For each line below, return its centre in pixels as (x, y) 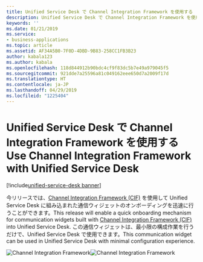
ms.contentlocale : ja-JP (37, 85)
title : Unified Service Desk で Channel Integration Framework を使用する (100, 12)
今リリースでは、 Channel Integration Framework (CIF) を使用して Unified (97, 198)
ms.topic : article (29, 46)
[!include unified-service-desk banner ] (54, 185)
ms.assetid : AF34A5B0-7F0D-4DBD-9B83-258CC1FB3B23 (71, 51)
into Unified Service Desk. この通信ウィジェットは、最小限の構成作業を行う (100, 226)
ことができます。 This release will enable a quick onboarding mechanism (101, 213)
